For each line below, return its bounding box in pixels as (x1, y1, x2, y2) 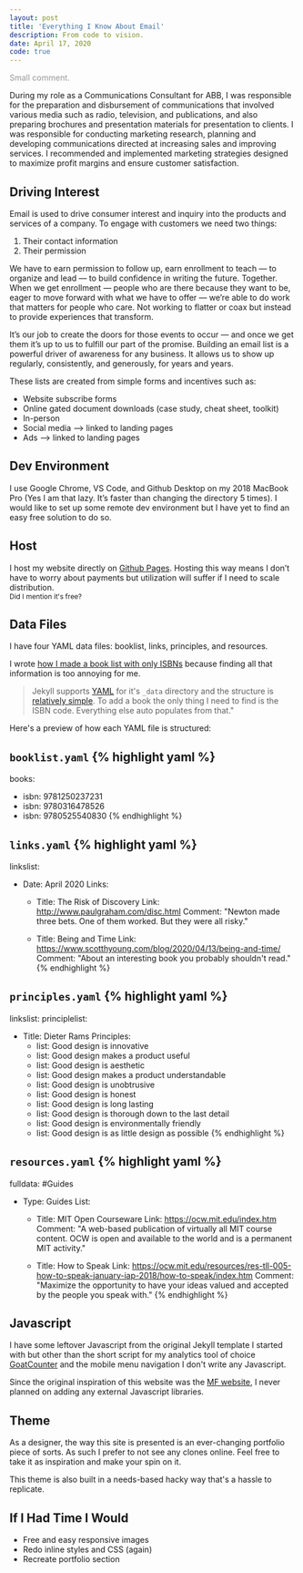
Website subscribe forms (22, 393, 117, 404)
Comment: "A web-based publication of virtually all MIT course (35, 1223, 273, 1234)
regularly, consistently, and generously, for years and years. (9, 357, 234, 369)
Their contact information (22, 235, 118, 246)
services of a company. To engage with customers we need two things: (9, 218, 278, 229)
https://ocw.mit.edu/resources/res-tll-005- (131, 1259, 292, 1271)
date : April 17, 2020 (9, 38, 92, 48)
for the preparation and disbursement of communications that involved (9, 99, 275, 110)
